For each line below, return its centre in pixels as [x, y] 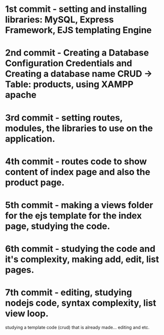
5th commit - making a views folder [79, 205]
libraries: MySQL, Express [60, 20]
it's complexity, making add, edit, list [82, 259]
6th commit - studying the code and [80, 249]
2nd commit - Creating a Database [77, 53]
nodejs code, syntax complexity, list [81, 303]
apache [21, 95]
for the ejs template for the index [74, 215]
